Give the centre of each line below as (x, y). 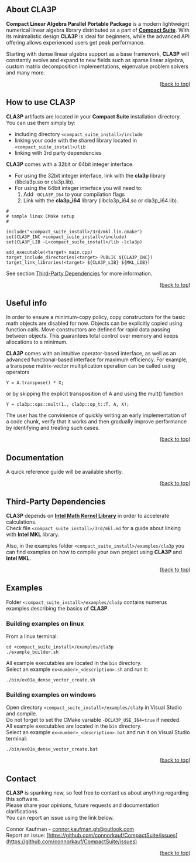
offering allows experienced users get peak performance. (75, 42)
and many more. (26, 72)
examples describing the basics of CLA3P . (58, 608)
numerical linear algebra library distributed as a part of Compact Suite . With (98, 30)
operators (18, 372)
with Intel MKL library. (33, 534)
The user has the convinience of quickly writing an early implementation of (96, 415)
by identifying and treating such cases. (53, 428)
